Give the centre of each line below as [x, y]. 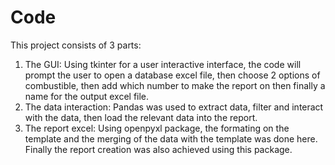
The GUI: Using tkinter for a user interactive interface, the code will [163, 64]
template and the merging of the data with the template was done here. [171, 138]
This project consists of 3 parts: [76, 45]
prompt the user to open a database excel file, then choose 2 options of [172, 75]
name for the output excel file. [87, 96]
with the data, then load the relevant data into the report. [141, 117]
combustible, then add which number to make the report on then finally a [175, 85]
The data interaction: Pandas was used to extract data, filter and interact [174, 107]
